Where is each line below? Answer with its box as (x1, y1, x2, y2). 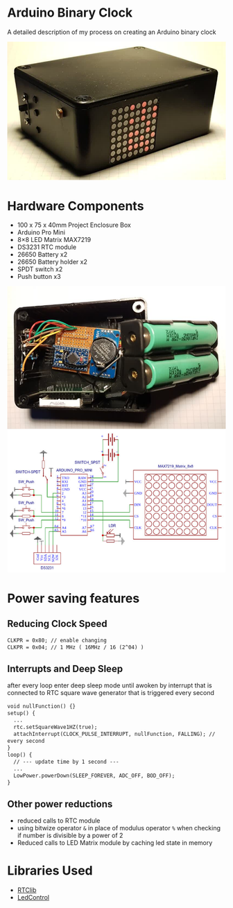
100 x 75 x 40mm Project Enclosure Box (17, 221, 132, 230)
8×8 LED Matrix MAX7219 (17, 236, 92, 244)
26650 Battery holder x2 (17, 258, 88, 266)
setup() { (7, 710, 36, 717)
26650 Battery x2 (17, 250, 68, 259)
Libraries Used (7, 863, 93, 879)
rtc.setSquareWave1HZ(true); (13, 723, 98, 731)
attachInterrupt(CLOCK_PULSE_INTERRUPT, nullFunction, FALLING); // (13, 730, 216, 738)
